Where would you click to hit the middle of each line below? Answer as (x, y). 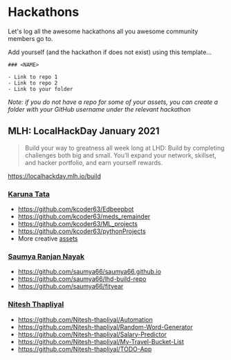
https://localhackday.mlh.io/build (54, 176)
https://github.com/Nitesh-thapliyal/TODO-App (85, 349)
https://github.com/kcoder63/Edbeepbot (76, 209)
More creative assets (48, 239)
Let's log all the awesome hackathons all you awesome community (103, 31)
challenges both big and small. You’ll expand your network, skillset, (120, 155)
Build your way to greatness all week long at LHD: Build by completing (124, 148)
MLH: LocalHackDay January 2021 (84, 131)
